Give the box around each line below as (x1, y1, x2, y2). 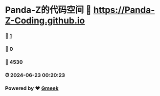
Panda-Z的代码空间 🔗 (5, 4, 92, 16)
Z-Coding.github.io (5, 15, 85, 26)
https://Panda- (93, 4, 155, 16)
